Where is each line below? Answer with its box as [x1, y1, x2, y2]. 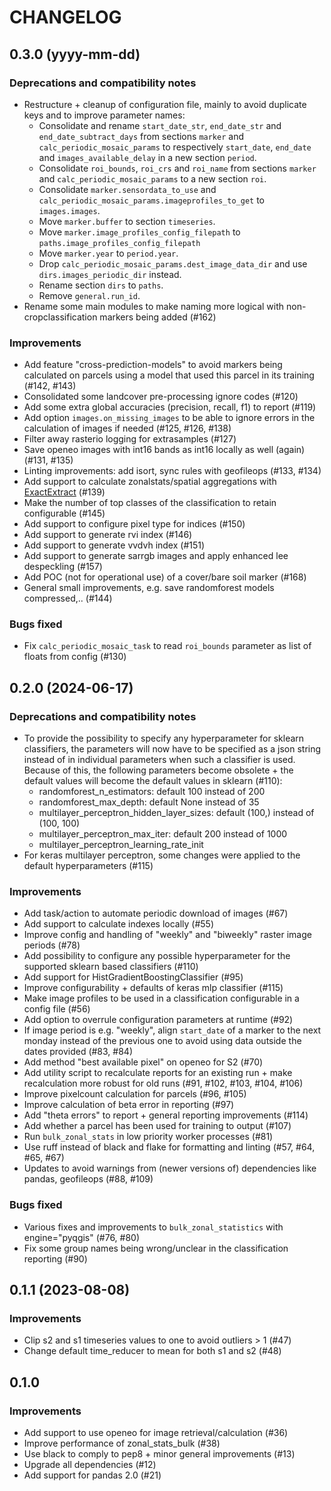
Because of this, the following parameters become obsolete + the [23, 764, 294, 776]
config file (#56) [23, 1003, 91, 1015]
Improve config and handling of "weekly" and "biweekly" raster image [23, 929, 312, 941]
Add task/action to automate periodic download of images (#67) [23, 907, 289, 920]
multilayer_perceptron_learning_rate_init [38, 839, 204, 851]
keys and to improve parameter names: [23, 109, 186, 121]
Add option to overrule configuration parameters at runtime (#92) [23, 1014, 294, 1026]
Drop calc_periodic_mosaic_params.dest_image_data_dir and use [38, 257, 308, 270]
